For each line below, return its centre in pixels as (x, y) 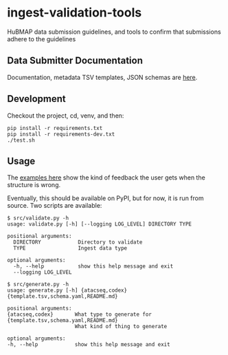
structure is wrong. (34, 185)
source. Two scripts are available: (55, 206)
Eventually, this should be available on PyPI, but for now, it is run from (105, 198)
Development (37, 99)
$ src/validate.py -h (38, 218)
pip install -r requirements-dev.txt (61, 134)
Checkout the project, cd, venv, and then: (66, 116)
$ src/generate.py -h (38, 284)
